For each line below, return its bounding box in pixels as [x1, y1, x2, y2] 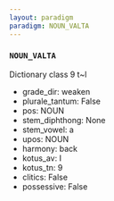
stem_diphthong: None [21, 114, 106, 125]
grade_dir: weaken [21, 86, 91, 96]
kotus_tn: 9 [21, 162, 63, 172]
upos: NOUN [21, 133, 69, 144]
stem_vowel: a [21, 124, 74, 135]
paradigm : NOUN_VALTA [9, 21, 90, 30]
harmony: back [21, 143, 78, 154]
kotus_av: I [21, 153, 62, 163]
